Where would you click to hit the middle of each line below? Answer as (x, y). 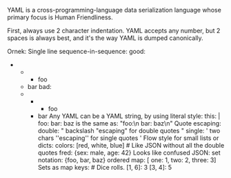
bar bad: (39, 87)
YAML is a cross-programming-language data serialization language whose (114, 10)
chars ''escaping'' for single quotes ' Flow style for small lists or (128, 138)
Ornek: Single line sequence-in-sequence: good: (77, 51)
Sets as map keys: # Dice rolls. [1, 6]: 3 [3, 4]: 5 (105, 167)
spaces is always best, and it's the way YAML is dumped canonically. (105, 38)
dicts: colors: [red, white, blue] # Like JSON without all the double (131, 145)
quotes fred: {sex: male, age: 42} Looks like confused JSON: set (129, 152)
